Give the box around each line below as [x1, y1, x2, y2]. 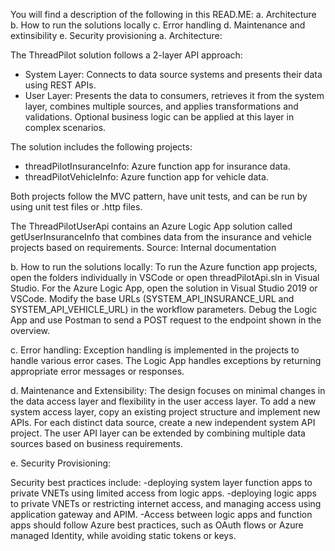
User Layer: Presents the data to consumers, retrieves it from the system [24, 90, 325, 101]
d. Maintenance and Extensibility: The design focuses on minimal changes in [10, 385, 326, 396]
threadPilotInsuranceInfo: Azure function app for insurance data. [24, 160, 291, 172]
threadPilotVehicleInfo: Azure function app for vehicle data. [24, 171, 269, 183]
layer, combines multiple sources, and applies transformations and [24, 100, 299, 112]
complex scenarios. [24, 122, 107, 133]
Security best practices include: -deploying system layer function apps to [10, 477, 313, 488]
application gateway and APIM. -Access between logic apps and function [10, 509, 313, 520]
